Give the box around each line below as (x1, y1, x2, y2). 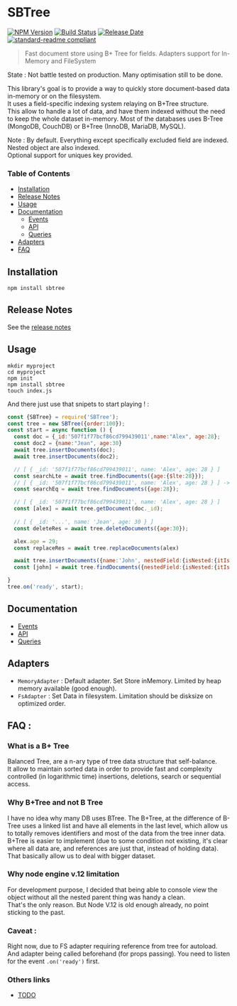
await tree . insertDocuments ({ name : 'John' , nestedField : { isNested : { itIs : (13, 557, 233, 564)
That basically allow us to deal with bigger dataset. (7, 851, 156, 860)
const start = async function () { (7, 427, 113, 434)
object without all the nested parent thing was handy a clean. (7, 893, 186, 901)
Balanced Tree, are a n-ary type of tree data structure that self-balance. (7, 757, 218, 766)
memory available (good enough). (17, 684, 117, 692)
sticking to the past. (7, 908, 65, 916)
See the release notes (7, 323, 72, 331)
